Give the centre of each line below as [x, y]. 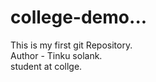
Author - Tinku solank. [56, 55]
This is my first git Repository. [71, 45]
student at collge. [46, 66]
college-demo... [79, 17]
